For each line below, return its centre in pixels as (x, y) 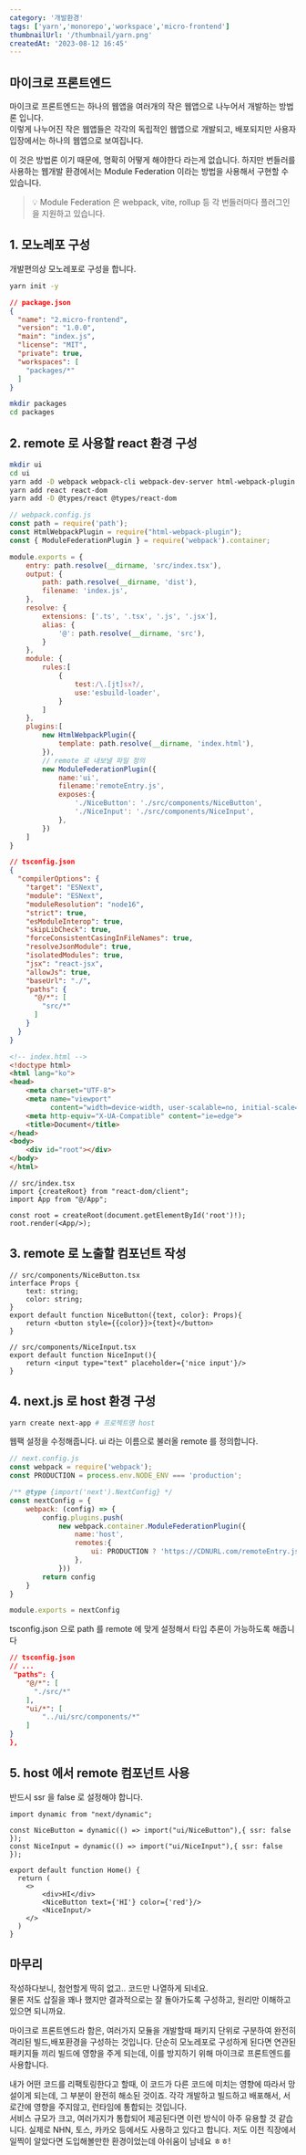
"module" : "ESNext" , (65, 895)
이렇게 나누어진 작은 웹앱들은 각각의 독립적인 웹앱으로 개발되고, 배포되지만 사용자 (153, 130)
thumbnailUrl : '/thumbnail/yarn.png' (81, 35)
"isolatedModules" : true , (75, 956)
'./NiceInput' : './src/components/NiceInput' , (164, 812)
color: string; (55, 1299)
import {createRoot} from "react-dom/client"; (99, 1191)
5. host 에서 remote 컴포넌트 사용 (100, 1773)
